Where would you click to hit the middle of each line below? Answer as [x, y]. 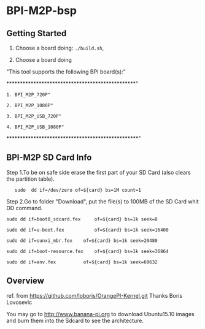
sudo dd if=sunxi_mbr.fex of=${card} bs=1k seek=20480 [82, 240]
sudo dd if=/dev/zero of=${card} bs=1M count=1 [78, 190]
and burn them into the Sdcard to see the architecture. [75, 320]
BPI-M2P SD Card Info [49, 158]
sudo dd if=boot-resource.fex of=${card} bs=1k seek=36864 [87, 251]
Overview [25, 281]
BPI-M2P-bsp [41, 11]
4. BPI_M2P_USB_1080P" [35, 127]
